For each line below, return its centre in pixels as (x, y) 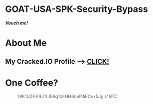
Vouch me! (17, 23)
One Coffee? (32, 83)
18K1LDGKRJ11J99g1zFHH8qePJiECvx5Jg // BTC (68, 97)
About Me (26, 43)
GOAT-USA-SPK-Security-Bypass (76, 9)
